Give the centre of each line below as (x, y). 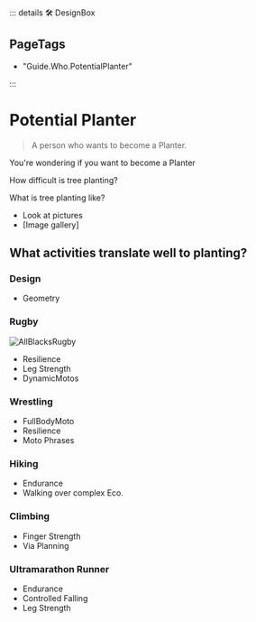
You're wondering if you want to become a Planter (102, 162)
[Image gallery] (50, 225)
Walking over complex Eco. (73, 493)
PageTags (37, 45)
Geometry (41, 298)
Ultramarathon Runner (59, 569)
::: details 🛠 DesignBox (52, 13)
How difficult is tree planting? (64, 180)
